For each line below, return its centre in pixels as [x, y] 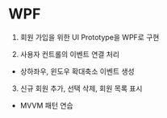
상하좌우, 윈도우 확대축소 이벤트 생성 [77, 71]
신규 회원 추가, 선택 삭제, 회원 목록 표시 [81, 88]
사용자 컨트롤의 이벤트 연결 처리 [69, 54]
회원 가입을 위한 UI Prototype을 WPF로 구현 [90, 37]
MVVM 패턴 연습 [47, 105]
